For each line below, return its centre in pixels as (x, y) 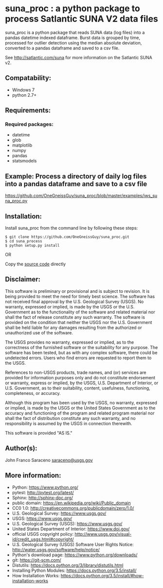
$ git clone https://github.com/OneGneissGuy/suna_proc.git (67, 237)
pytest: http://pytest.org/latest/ (43, 492)
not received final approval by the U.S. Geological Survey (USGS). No (74, 302)
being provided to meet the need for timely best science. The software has (80, 296)
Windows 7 (23, 90)
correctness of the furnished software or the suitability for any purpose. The (81, 347)
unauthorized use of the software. (39, 332)
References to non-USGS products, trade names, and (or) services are (76, 372)
